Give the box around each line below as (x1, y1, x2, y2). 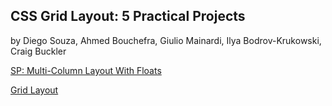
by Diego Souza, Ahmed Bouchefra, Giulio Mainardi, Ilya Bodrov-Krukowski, (10, 34, 322, 46)
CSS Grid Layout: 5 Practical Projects (10, 8, 246, 25)
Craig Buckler (10, 45, 67, 57)
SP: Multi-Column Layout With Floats (10, 64, 162, 76)
